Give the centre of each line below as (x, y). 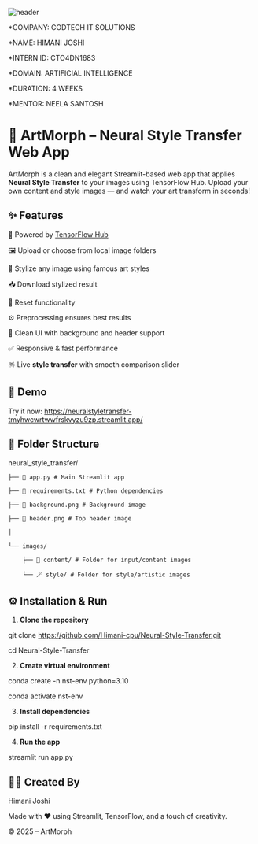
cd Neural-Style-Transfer (49, 650)
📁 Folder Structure (54, 444)
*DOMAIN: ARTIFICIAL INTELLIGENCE (70, 73)
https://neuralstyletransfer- (88, 411)
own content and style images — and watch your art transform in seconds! (129, 191)
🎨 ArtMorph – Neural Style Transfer (125, 136)
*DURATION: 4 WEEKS (45, 88)
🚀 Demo (28, 392)
